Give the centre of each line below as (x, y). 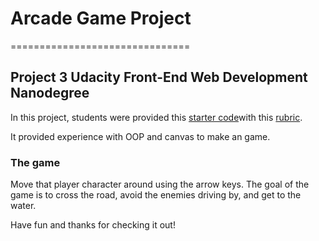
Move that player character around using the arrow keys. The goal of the (160, 184)
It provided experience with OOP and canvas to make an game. (140, 136)
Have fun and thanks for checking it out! (93, 225)
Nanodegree (50, 93)
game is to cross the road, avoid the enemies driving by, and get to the (156, 195)
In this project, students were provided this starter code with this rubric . (156, 117)
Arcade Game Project (101, 18)
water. (23, 206)
